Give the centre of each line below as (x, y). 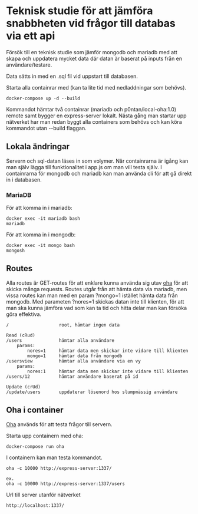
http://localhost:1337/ (35, 505)
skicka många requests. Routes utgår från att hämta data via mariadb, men (97, 289)
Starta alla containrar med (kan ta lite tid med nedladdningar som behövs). (96, 87)
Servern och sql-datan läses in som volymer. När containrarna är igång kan (97, 161)
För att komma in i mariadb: (39, 208)
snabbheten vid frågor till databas (91, 23)
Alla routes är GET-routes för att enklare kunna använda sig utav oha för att (97, 283)
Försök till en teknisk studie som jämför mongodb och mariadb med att (92, 52)
